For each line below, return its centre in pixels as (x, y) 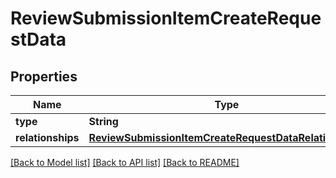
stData (38, 39)
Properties (44, 76)
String (103, 121)
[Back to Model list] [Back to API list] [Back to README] (125, 162)
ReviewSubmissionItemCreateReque (166, 18)
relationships (47, 137)
